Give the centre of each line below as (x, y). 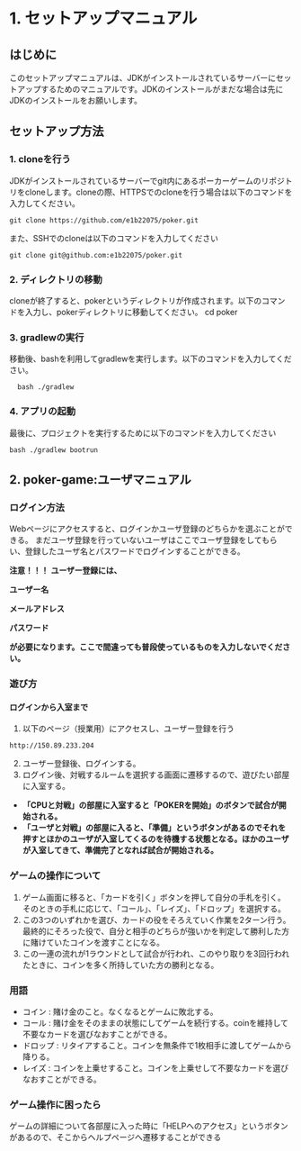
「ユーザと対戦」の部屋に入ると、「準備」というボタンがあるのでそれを (154, 828)
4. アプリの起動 (43, 412)
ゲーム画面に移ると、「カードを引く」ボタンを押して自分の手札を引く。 (154, 897)
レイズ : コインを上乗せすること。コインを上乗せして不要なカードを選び (155, 1067)
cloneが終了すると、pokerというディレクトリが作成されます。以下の (136, 300)
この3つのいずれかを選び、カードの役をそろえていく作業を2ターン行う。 (156, 920)
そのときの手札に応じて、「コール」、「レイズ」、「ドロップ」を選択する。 (154, 908)
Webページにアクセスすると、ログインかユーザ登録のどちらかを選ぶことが (147, 529)
